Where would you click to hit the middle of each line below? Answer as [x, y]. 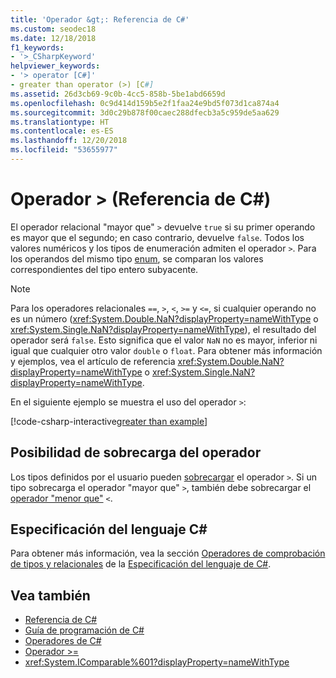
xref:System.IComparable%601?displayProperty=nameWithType [157, 662]
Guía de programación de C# [84, 630]
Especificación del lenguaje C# [109, 529]
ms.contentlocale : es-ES [62, 131]
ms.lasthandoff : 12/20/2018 [69, 141]
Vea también [50, 595]
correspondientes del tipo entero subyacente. [104, 269]
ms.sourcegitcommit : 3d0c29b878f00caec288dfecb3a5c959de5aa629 [145, 112]
